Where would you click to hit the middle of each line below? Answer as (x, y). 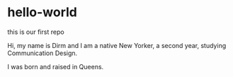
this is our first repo (36, 32)
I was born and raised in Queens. (56, 66)
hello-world (42, 12)
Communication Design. (42, 53)
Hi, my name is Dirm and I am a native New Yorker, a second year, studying (117, 45)
